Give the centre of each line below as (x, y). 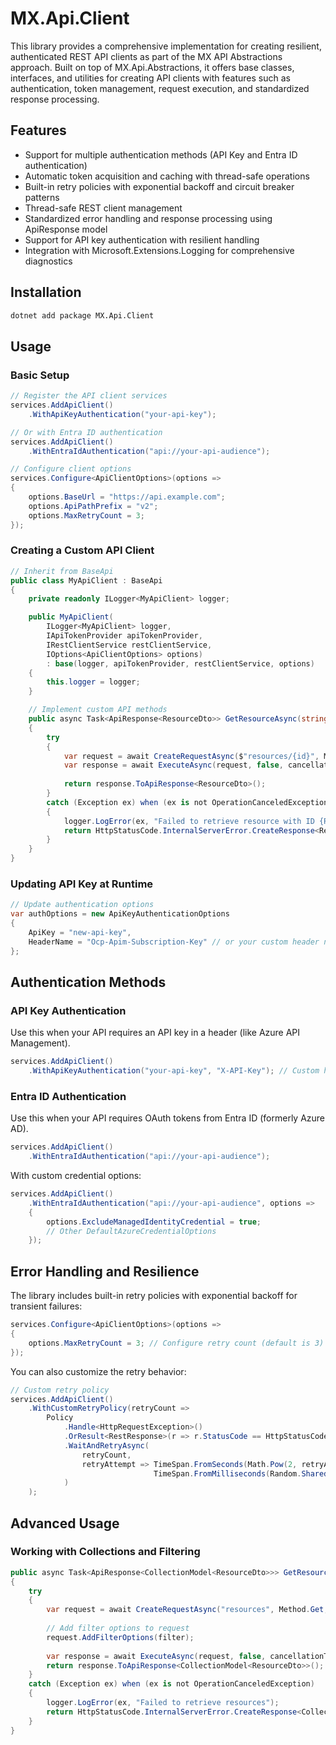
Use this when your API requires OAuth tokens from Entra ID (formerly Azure (168, 1118)
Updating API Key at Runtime (82, 884)
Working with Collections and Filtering (105, 1552)
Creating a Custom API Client (82, 550)
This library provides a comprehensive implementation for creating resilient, (166, 46)
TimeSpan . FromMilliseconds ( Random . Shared (241, 1473)
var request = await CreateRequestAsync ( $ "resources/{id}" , (191, 756)
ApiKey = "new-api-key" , (80, 932)
